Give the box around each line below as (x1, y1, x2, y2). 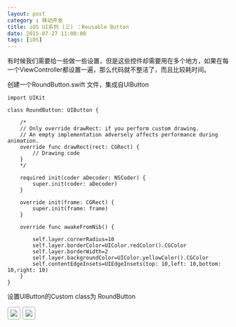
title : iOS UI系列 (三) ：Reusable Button (7, 23, 129, 30)
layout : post (7, 10, 46, 18)
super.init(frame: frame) (32, 205, 109, 212)
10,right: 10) (7, 267, 49, 274)
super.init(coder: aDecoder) (32, 181, 118, 188)
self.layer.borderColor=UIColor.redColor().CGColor (32, 242, 188, 250)
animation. (7, 138, 39, 145)
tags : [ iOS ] (7, 37, 42, 44)
